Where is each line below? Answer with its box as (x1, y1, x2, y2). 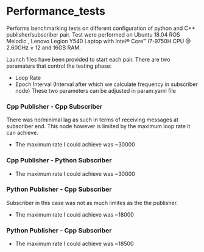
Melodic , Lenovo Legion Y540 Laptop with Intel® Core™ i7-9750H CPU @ (6, 37, 191, 45)
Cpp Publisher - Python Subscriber (6, 156, 112, 165)
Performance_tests (6, 4, 105, 18)
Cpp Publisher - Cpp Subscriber (6, 102, 103, 110)
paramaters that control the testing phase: (6, 62, 112, 70)
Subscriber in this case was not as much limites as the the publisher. (6, 199, 178, 206)
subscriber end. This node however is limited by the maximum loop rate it (6, 123, 191, 130)
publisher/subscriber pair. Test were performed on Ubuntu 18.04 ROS (6, 31, 181, 38)
